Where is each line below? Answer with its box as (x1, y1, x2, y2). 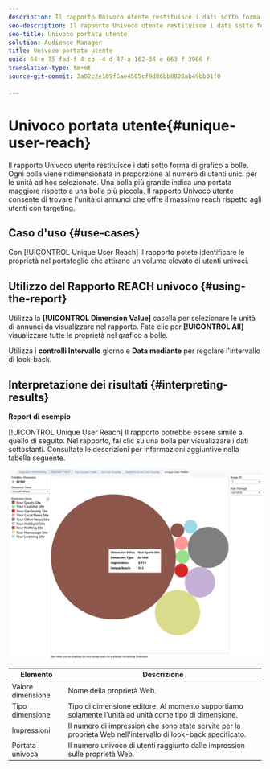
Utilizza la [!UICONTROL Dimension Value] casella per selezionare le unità (8, 314, 256, 323)
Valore (11, 681, 34, 691)
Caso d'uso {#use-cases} (8, 226, 141, 240)
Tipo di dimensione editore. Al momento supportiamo (67, 701, 243, 711)
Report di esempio (8, 412, 71, 422)
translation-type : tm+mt (8, 64, 92, 72)
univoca (11, 749, 39, 759)
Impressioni (11, 725, 51, 735)
